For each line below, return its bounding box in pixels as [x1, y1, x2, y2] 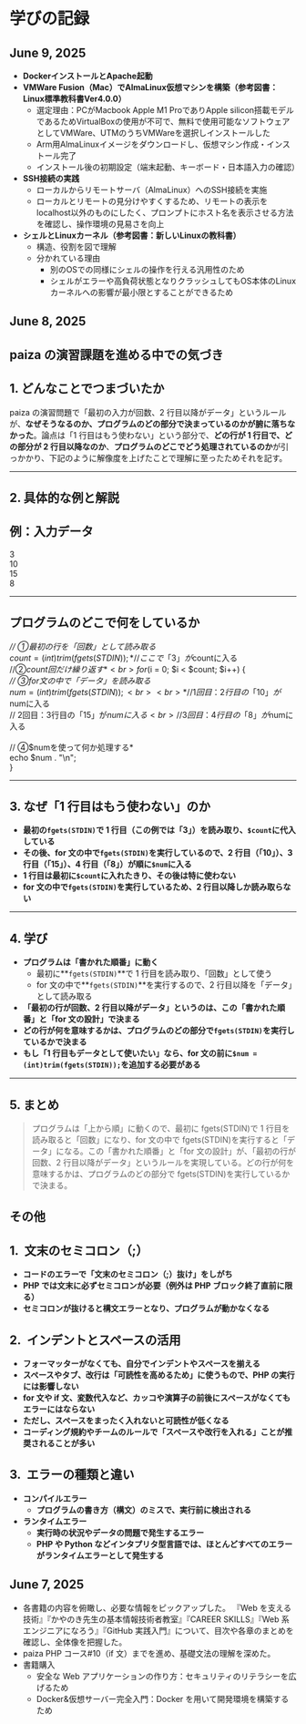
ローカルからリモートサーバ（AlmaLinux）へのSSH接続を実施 [36, 184, 268, 195]
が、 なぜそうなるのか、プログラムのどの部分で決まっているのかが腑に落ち [9, 418, 288, 429]
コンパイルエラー [22, 1493, 87, 1503]
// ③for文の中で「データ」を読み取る [9, 675, 151, 686]
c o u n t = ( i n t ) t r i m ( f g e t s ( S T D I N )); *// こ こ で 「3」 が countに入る [9, 652, 239, 663]
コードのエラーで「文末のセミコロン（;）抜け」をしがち [22, 1268, 233, 1280]
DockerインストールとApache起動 [22, 70, 153, 81]
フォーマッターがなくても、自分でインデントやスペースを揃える [22, 1359, 261, 1370]
